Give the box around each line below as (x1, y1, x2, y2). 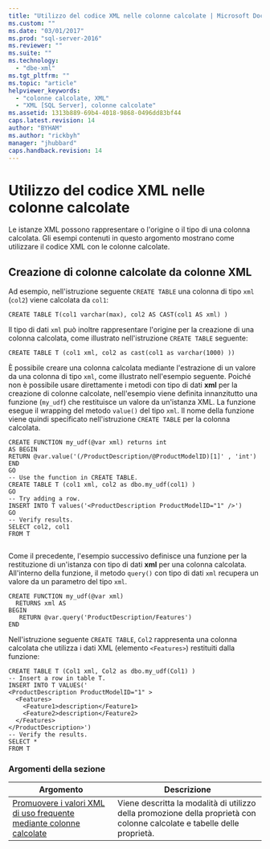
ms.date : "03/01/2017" (8, 27, 84, 35)
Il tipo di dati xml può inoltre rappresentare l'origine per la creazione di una (8, 325, 255, 335)
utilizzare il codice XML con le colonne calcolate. (8, 242, 170, 252)
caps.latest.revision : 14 (8, 117, 95, 125)
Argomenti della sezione (8, 764, 106, 775)
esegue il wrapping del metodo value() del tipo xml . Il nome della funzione (8, 406, 255, 415)
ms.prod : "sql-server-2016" (8, 34, 103, 43)
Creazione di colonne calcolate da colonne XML (8, 265, 252, 278)
